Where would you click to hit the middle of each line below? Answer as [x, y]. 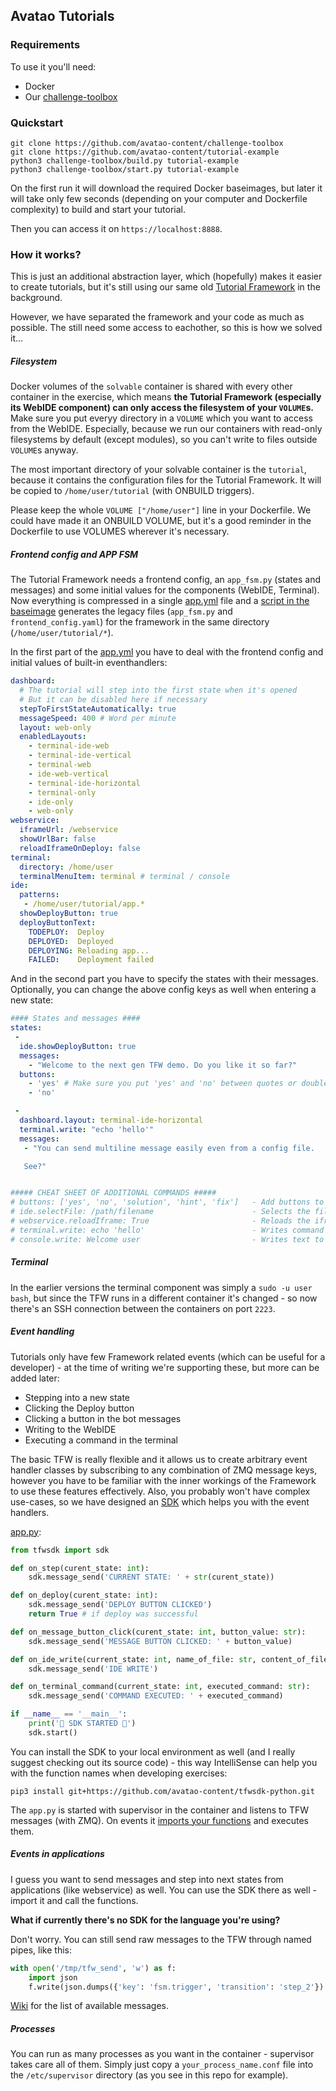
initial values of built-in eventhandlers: [89, 663]
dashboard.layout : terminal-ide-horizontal [111, 1120]
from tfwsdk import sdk [60, 1550]
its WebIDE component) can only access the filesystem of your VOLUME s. [162, 408]
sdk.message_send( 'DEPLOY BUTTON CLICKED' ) [120, 1605]
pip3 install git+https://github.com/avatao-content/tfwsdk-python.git [162, 1791]
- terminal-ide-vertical [80, 755]
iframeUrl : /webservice [68, 830]
